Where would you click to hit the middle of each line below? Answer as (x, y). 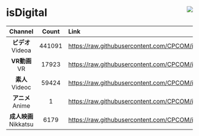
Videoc (21, 87)
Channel (21, 31)
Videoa (21, 50)
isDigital (27, 13)
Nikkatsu (21, 124)
